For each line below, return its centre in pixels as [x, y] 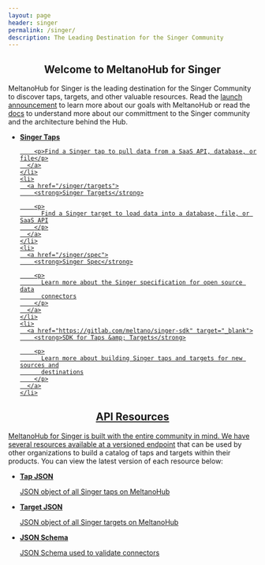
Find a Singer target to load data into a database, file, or [145, 214]
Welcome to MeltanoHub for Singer [132, 69]
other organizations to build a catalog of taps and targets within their [119, 452]
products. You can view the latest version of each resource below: [116, 461]
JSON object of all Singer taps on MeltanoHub [95, 491]
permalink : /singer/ [42, 30]
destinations [62, 372]
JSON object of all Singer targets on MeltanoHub [99, 522]
